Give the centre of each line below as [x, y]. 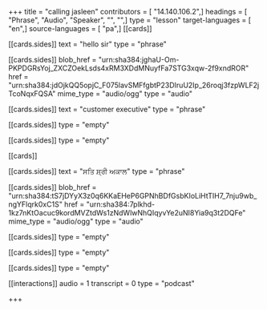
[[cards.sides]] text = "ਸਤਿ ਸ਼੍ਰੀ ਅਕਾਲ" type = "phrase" [97, 171]
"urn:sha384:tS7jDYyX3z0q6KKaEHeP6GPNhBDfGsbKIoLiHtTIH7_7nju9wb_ [133, 196]
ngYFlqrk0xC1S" [35, 204]
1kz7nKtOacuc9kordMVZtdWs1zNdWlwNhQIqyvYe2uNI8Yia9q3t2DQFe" [127, 213]
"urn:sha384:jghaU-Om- [139, 60]
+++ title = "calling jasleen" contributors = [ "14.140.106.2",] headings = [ [128, 12]
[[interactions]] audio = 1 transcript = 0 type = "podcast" [101, 283]
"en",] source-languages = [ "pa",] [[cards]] [80, 28]
